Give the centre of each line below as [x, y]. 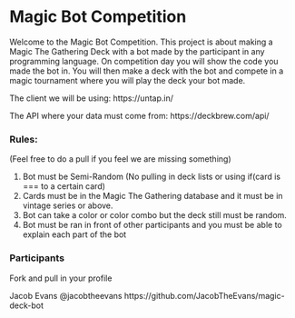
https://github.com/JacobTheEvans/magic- [204, 295]
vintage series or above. [68, 205]
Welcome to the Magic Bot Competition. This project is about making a [142, 42]
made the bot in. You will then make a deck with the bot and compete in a [147, 71]
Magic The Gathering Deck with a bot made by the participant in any [137, 51]
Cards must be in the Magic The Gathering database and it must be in [152, 196]
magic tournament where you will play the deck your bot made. [128, 80]
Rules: [24, 139]
